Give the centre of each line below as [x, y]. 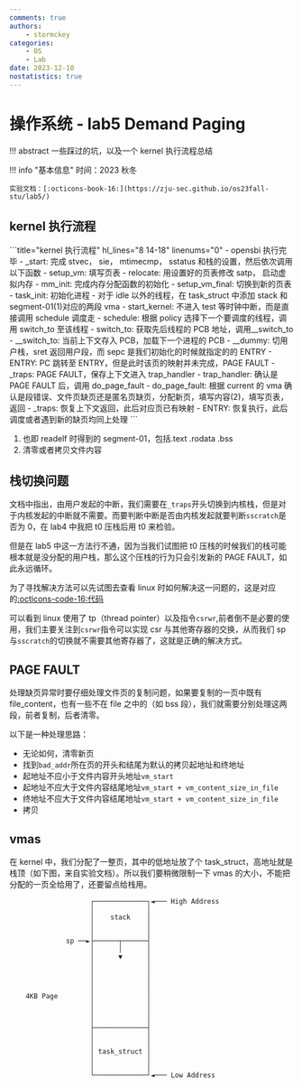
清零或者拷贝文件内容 [62, 450]
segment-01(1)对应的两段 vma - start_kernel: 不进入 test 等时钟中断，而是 [146, 306]
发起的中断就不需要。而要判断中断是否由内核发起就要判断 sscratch [156, 516]
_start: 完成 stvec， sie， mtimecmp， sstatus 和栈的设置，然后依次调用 [159, 261]
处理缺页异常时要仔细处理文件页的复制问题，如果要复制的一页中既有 [136, 692]
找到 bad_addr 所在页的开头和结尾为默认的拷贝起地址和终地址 [133, 765]
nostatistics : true [46, 77]
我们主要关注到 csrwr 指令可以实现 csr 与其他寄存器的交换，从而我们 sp [156, 629]
